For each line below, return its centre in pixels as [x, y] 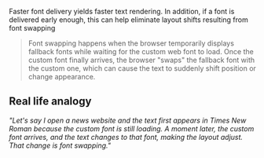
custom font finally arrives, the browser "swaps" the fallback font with [141, 60]
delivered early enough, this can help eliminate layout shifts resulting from [128, 20]
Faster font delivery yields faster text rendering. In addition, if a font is [122, 11]
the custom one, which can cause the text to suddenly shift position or [142, 68]
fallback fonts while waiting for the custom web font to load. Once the [141, 51]
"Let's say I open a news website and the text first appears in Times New [128, 120]
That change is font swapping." [60, 145]
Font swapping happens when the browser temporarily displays [131, 43]
